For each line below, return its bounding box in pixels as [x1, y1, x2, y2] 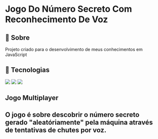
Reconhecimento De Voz [5, 14, 108, 25]
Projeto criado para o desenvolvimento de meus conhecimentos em [5, 47, 143, 52]
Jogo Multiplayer [5, 94, 59, 102]
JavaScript [5, 52, 27, 57]
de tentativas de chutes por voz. [5, 126, 107, 134]
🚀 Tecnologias [5, 66, 50, 74]
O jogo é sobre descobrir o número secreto [5, 111, 140, 119]
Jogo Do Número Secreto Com [5, 3, 132, 15]
